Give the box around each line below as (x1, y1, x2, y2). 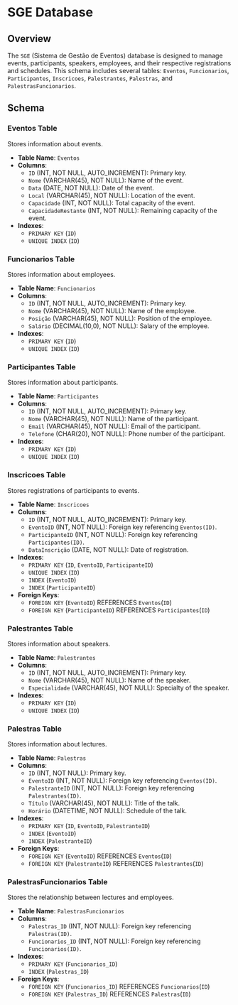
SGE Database (7, 4, 94, 21)
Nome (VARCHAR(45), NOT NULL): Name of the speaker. (28, 675, 191, 684)
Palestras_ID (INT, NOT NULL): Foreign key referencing (28, 922, 192, 930)
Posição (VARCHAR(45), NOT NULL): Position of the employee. (28, 314, 212, 322)
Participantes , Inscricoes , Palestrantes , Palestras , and (7, 74, 173, 82)
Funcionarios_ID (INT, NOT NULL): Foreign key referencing (28, 937, 201, 945)
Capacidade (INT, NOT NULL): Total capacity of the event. (28, 198, 195, 207)
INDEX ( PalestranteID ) (28, 837, 92, 845)
